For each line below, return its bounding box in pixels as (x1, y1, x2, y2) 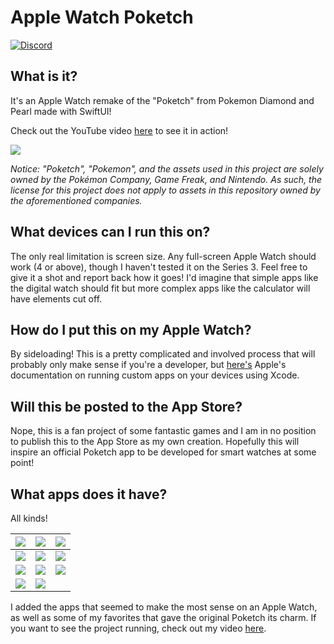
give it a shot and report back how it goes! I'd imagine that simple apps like (10, 271, 319, 283)
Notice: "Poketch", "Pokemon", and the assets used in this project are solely (10, 162, 324, 175)
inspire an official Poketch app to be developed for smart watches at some (10, 446, 317, 458)
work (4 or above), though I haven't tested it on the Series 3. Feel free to (10, 261, 308, 273)
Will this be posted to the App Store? (10, 398, 243, 415)
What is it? (10, 68, 78, 85)
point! (10, 457, 35, 469)
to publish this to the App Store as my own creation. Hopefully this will (10, 436, 300, 448)
